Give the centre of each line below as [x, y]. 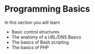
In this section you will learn [32, 22]
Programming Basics [47, 9]
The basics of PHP [30, 47]
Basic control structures [35, 32]
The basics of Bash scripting [40, 42]
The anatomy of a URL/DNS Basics [46, 37]
